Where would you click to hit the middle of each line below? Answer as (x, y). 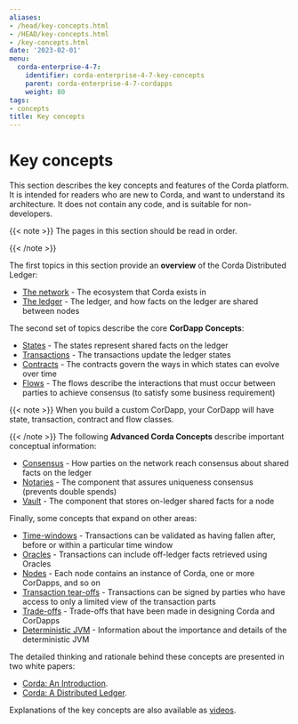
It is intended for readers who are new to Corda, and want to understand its (147, 195)
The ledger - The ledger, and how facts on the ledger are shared (140, 302)
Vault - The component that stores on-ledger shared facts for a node (148, 501)
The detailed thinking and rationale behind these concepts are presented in (147, 657)
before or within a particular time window (97, 545)
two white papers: (42, 666)
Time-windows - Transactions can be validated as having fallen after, (149, 535)
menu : (19, 59)
